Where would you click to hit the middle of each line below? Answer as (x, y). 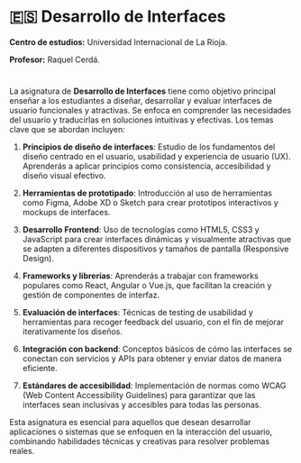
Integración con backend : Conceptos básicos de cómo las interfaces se (157, 350)
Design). (38, 259)
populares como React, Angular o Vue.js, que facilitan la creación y (147, 286)
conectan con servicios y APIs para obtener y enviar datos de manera (152, 359)
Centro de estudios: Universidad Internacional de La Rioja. (119, 41)
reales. (22, 451)
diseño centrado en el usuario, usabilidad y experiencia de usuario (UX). (156, 157)
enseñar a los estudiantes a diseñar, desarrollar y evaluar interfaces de (141, 101)
